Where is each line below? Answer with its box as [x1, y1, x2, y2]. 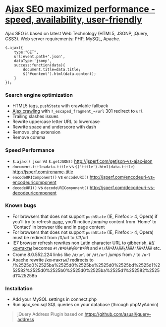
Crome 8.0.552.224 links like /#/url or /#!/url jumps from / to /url [12, 252, 151, 258]
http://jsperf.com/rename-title [12, 169, 73, 175]
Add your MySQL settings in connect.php [12, 296, 97, 302]
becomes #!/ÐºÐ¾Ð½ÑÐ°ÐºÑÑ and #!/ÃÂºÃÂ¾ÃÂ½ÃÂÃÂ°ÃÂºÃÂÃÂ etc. [33, 245, 161, 251]
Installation [5, 285, 33, 292]
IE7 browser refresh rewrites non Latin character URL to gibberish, [12, 240, 148, 246]
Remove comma [12, 134, 46, 140]
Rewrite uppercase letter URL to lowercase [12, 119, 100, 125]
